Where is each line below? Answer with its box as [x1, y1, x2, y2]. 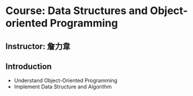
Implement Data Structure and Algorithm [13, 83, 112, 90]
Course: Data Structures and [5, 4, 148, 18]
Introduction [5, 61, 52, 71]
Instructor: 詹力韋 [5, 41, 71, 51]
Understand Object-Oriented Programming [13, 77, 118, 84]
